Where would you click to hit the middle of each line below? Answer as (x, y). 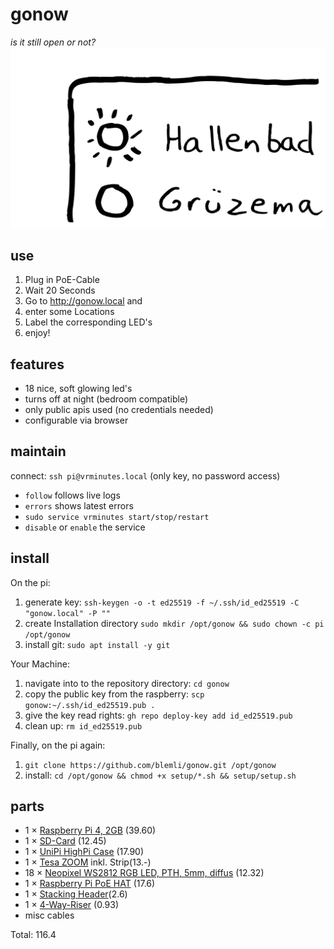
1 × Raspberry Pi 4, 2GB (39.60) (90, 830)
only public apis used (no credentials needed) (119, 409)
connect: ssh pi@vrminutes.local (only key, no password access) (145, 475)
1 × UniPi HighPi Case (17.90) (84, 852)
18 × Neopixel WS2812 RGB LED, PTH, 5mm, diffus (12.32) (144, 873)
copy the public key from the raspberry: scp (114, 694)
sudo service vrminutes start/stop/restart (117, 517)
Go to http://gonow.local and (83, 301)
